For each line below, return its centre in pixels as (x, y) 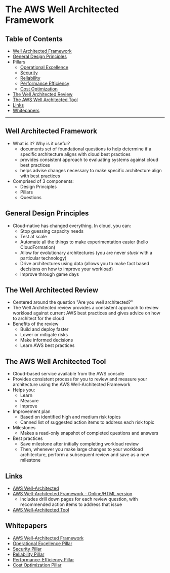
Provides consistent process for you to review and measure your (80, 379)
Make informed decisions (47, 340)
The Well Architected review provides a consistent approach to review (86, 308)
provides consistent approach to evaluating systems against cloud (89, 160)
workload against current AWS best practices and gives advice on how (86, 313)
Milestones (24, 428)
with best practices (40, 176)
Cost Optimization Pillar (37, 565)
